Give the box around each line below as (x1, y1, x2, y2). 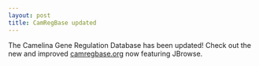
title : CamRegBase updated (8, 19, 97, 27)
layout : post (8, 11, 51, 20)
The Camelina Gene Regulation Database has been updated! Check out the (8, 40, 252, 49)
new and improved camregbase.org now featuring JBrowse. (8, 49, 203, 58)
